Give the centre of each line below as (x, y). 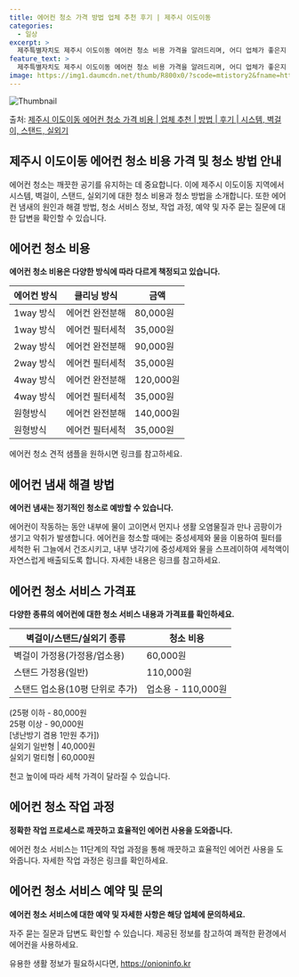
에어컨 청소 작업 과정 (62, 807)
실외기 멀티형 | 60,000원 (52, 757)
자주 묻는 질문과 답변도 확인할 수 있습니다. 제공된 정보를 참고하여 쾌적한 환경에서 (148, 933)
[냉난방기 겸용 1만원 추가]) (54, 735)
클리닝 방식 (96, 296)
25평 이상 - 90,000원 (47, 724)
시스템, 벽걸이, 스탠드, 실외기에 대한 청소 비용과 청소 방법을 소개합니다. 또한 (139, 195)
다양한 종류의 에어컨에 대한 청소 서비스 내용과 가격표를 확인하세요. (122, 614)
